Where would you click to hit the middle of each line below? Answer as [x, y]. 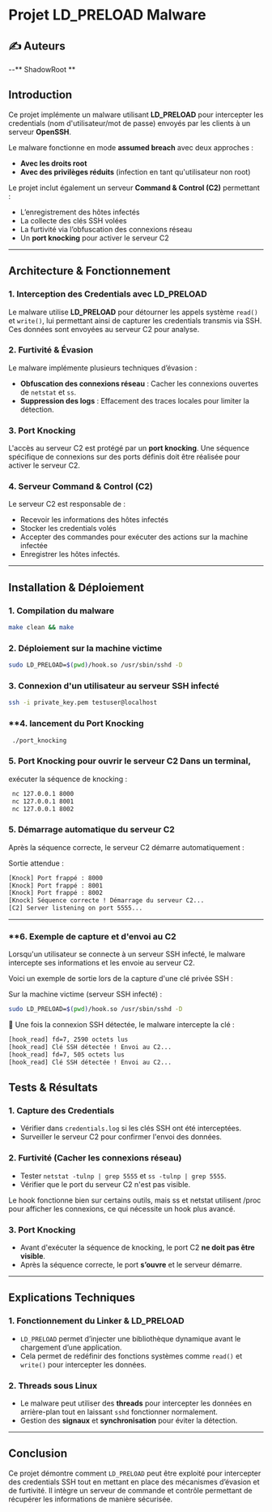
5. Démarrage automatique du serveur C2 [92, 830]
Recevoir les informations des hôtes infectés [94, 520]
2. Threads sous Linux [53, 1385]
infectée [34, 546]
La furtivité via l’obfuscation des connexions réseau [106, 229]
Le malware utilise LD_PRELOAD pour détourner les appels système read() [133, 312]
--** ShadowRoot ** [42, 69]
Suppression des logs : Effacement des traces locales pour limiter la [134, 400]
